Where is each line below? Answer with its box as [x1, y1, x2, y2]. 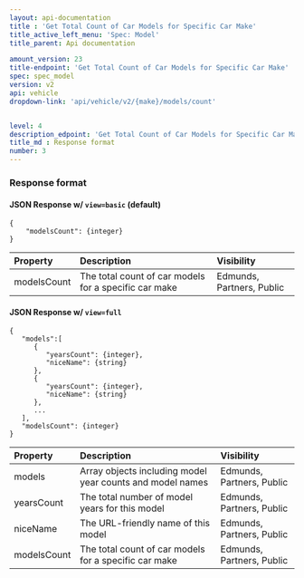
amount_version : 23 [9, 55, 83, 64]
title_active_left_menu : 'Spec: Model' [9, 30, 160, 39]
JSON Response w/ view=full [9, 306, 122, 317]
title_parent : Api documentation [9, 38, 136, 48]
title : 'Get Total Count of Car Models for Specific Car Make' [9, 22, 257, 31]
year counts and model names [80, 477, 209, 489]
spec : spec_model [9, 72, 75, 82]
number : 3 [9, 147, 47, 156]
